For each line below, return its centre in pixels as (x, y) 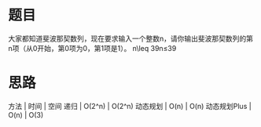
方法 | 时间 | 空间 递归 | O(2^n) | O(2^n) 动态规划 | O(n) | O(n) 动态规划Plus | (130, 106)
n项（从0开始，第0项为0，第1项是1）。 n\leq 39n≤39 (92, 48)
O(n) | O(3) (26, 114)
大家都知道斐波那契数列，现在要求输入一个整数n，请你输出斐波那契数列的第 (131, 38)
